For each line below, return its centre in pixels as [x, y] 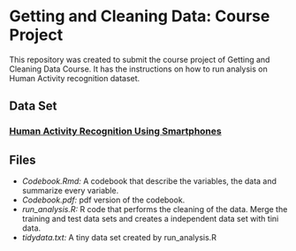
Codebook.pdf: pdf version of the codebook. [103, 200]
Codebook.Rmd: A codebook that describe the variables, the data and [149, 181]
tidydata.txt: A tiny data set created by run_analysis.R [119, 238]
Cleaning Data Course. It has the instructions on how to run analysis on [138, 69]
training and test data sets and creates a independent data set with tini [150, 219]
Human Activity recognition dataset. [75, 78]
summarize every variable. [70, 191]
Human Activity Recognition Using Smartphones [116, 132]
